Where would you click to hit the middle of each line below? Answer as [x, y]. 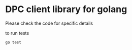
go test [13, 42]
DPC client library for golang [66, 9]
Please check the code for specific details [49, 23]
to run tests [17, 33]
